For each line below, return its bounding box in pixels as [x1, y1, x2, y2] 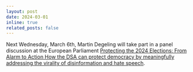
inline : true [6, 19, 38, 25]
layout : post [6, 8, 38, 15]
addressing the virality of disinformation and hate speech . [6, 60, 145, 67]
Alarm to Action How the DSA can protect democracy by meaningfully [6, 53, 174, 60]
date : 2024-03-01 [6, 14, 49, 20]
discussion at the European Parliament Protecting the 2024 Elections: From [6, 47, 187, 54]
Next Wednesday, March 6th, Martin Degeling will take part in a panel [6, 41, 173, 48]
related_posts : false [6, 25, 59, 31]
